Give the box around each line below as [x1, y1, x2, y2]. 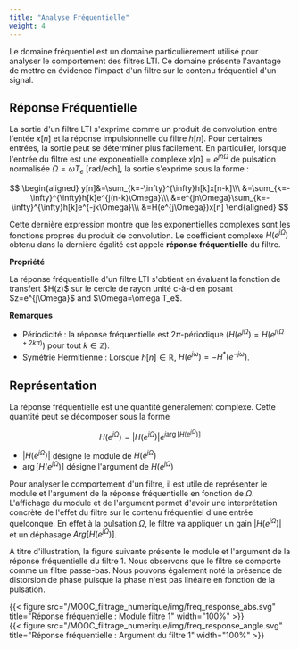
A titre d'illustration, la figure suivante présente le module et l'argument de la [9, 546, 291, 557]
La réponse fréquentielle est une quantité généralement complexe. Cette [9, 402, 277, 412]
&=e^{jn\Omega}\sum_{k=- [170, 192, 270, 203]
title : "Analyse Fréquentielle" [9, 12, 129, 22]
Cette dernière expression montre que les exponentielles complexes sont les [9, 219, 291, 229]
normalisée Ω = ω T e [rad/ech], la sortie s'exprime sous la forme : [9, 162, 250, 176]
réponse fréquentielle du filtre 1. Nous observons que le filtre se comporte [9, 555, 281, 567]
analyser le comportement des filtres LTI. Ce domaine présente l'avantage [9, 55, 281, 66]
